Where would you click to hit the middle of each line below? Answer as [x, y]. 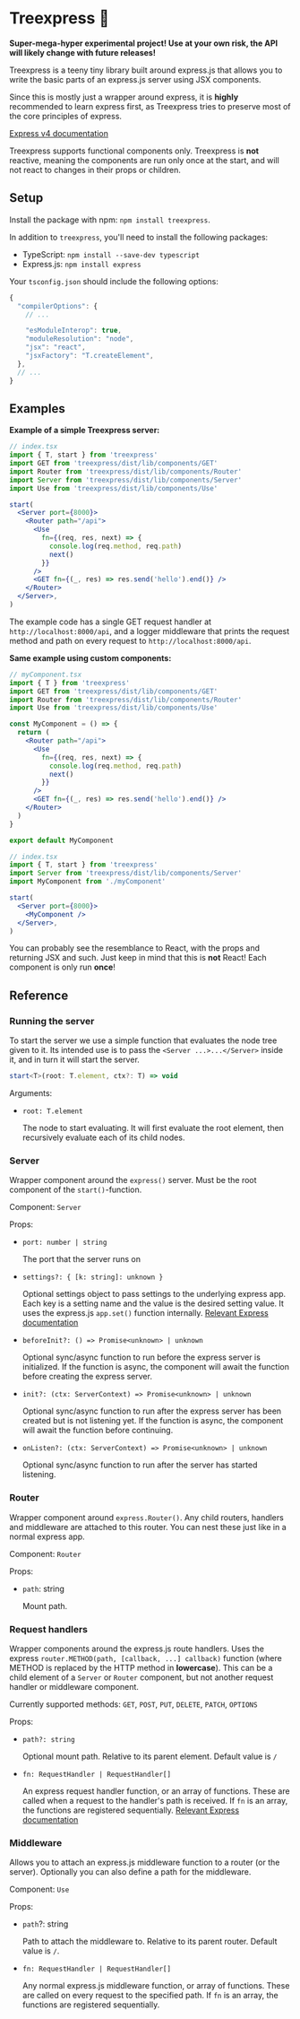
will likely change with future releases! [83, 52]
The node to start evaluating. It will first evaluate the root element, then [153, 1128]
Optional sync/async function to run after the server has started [140, 1465]
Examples [37, 409]
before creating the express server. [87, 1377]
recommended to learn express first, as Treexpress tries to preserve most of [150, 106]
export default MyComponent [62, 840]
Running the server [52, 1021]
